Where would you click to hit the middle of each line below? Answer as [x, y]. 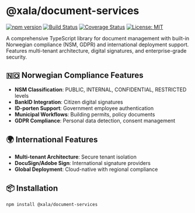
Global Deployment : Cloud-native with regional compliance [86, 169]
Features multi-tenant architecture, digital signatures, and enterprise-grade [96, 50]
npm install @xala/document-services [52, 205]
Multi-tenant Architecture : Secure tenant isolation [76, 157]
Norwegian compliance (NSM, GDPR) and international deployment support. [97, 44]
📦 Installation [32, 188]
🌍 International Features [52, 140]
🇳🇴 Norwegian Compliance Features [75, 75]
